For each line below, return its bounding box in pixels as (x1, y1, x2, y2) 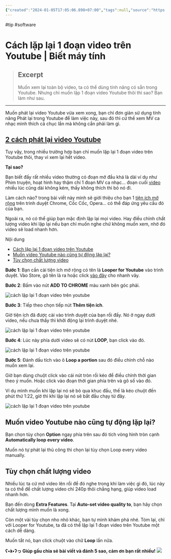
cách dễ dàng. (5, 527, 36, 534)
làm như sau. (17, 95, 45, 101)
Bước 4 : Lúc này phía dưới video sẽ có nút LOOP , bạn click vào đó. (5, 337, 146, 343)
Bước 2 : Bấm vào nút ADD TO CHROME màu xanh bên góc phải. (5, 282, 140, 289)
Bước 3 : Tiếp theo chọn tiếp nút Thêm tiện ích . (5, 302, 104, 308)
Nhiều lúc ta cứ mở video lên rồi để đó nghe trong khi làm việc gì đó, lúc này (5, 481, 165, 487)
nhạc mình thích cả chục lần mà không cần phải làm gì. (5, 121, 121, 127)
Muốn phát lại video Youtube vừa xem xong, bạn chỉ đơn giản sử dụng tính (5, 109, 161, 115)
